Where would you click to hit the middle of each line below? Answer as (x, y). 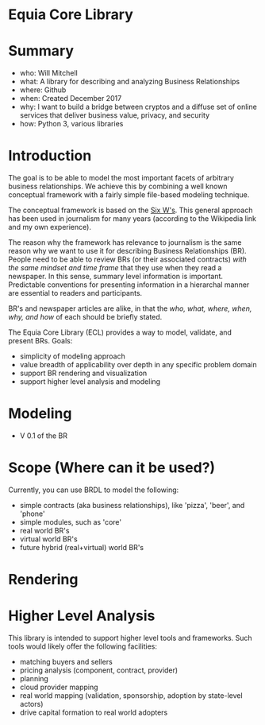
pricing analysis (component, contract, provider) (99, 670)
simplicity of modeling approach (72, 356)
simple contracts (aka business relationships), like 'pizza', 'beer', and (132, 505)
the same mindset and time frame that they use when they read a (115, 268)
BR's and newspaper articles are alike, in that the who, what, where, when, (130, 308)
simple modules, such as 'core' (70, 521)
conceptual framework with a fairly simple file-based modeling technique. (129, 195)
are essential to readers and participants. (75, 293)
